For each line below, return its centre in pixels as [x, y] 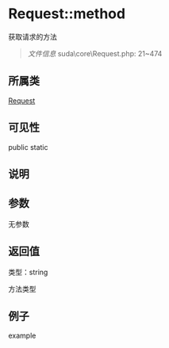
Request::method [67, 14]
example [22, 336]
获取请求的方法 [33, 36]
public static [29, 147]
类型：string [28, 272]
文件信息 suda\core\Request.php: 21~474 [95, 53]
